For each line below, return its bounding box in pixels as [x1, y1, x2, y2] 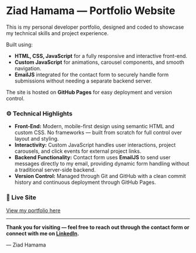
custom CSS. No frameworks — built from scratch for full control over [14, 129, 183, 136]
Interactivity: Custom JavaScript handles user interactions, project [14, 142, 176, 149]
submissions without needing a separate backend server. [14, 77, 152, 84]
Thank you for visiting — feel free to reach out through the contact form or [6, 224, 190, 231]
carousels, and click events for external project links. [14, 148, 142, 155]
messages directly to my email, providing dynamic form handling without [14, 160, 190, 167]
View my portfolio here [6, 207, 61, 214]
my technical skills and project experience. [6, 29, 109, 36]
